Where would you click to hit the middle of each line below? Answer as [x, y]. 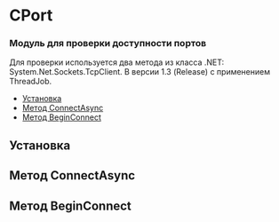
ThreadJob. [31, 82]
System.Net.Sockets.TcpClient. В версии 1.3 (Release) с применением [140, 72]
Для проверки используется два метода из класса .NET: [117, 62]
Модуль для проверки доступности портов [108, 44]
